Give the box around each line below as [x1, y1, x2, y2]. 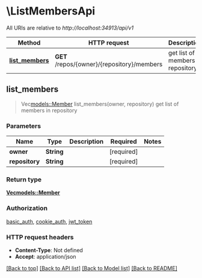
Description [69, 137, 104, 146]
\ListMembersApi [6, 4, 96, 18]
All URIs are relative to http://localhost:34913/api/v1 [6, 24, 134, 31]
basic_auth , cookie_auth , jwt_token [6, 218, 93, 225]
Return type [6, 175, 42, 183]
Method [17, 38, 41, 46]
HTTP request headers [6, 233, 74, 241]
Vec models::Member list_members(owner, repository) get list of [20, 100, 179, 107]
